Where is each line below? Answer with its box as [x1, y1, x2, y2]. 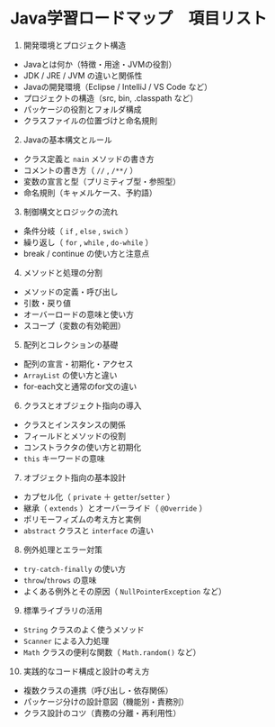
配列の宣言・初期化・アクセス [22, 358, 134, 369]
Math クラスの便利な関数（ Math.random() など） [22, 646, 201, 658]
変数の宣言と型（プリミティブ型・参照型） [22, 176, 181, 186]
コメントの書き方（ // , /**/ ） [22, 164, 138, 176]
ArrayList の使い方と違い [22, 369, 118, 380]
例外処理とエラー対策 [22, 544, 102, 555]
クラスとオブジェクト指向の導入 [22, 400, 142, 411]
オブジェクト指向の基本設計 [22, 472, 127, 483]
